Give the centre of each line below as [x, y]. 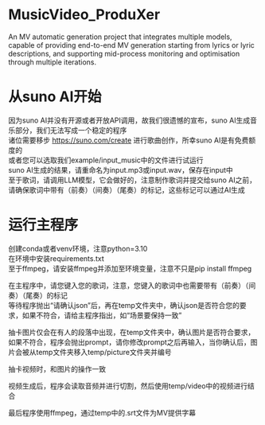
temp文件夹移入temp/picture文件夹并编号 [103, 352]
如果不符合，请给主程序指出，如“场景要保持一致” [102, 315]
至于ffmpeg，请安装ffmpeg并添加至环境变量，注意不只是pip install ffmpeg [130, 268]
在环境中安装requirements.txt [57, 258]
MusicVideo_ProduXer [84, 15]
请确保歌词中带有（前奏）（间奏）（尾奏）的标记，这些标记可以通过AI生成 [127, 189]
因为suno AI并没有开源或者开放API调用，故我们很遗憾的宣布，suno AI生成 [129, 120]
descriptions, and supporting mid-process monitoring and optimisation [124, 53]
